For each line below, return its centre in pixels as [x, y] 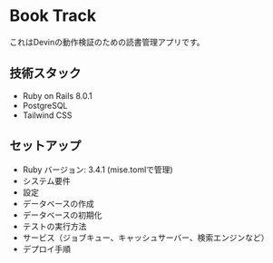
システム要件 [46, 180]
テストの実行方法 [54, 226]
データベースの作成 [58, 203]
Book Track [53, 16]
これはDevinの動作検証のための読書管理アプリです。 [107, 42]
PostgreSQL [45, 105]
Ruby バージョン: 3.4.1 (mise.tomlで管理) [98, 170]
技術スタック [45, 73]
